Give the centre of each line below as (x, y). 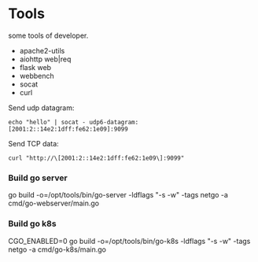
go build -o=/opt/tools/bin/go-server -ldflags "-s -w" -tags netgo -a (118, 195)
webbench (37, 76)
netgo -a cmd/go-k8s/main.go (57, 249)
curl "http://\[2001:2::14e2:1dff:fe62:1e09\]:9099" (96, 158)
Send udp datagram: (41, 108)
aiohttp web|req (45, 59)
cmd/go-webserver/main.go (54, 203)
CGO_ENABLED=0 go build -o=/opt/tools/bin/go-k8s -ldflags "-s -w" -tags (129, 241)
